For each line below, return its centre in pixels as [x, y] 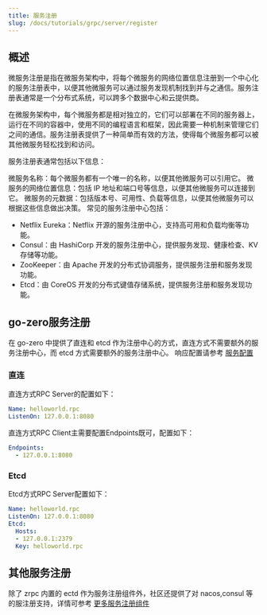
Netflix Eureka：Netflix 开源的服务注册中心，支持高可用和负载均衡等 [131, 225]
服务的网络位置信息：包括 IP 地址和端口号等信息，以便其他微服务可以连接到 [132, 189]
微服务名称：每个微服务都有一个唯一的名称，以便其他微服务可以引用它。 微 [131, 178]
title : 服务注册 [33, 16]
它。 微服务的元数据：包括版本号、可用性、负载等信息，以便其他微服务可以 [131, 198]
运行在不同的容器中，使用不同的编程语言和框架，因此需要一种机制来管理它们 [133, 125]
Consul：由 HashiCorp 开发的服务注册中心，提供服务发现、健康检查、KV [139, 245]
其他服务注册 [40, 572]
